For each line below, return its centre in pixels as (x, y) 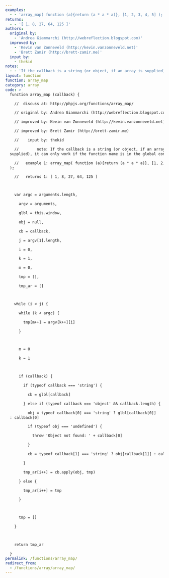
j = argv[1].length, (40, 240)
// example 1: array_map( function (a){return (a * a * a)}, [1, (86, 163)
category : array (22, 85)
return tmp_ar (29, 545)
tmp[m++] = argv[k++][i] (49, 322)
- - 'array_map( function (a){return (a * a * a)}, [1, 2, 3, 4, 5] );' (88, 15)
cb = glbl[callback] (49, 395)
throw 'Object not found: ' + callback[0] (77, 436)
